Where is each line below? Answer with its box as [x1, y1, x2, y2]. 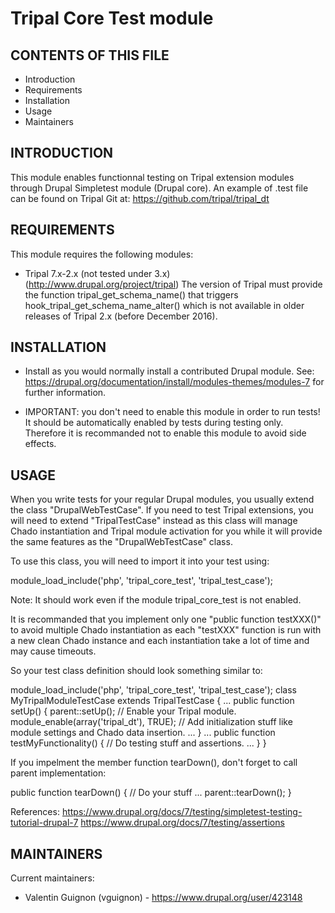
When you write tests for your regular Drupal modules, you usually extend [10, 493, 315, 506]
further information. [24, 387, 107, 399]
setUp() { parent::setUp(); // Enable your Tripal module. [10, 705, 237, 717]
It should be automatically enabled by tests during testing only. [24, 417, 284, 429]
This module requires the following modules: [10, 248, 194, 260]
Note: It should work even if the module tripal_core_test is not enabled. [10, 594, 302, 606]
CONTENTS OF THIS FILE [10, 47, 170, 64]
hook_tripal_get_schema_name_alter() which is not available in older [24, 299, 305, 311]
